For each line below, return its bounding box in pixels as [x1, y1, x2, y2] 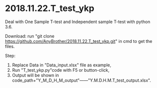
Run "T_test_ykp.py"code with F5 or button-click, [12, 67, 110, 73]
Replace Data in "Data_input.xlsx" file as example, [12, 62, 112, 68]
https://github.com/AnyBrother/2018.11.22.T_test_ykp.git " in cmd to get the [5, 38, 153, 44]
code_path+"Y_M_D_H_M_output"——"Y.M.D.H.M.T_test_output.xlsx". [12, 77, 151, 83]
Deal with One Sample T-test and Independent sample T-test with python [5, 19, 151, 25]
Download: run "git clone [5, 33, 55, 39]
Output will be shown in [12, 72, 59, 78]
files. [5, 43, 15, 49]
